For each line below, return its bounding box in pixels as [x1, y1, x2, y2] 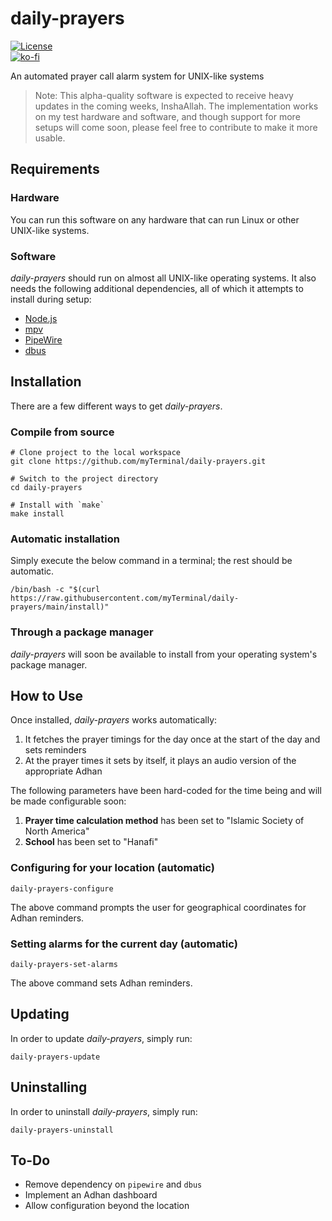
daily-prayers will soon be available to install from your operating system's [10, 648, 318, 660]
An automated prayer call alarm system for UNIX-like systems [10, 70, 265, 82]
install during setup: [10, 293, 92, 305]
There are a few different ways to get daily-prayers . [10, 400, 223, 412]
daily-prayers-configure [10, 883, 114, 894]
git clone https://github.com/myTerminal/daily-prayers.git [10, 457, 267, 467]
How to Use [10, 688, 84, 705]
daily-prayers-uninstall [10, 1125, 114, 1135]
